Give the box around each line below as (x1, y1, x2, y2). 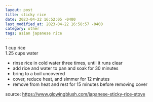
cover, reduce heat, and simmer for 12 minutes (12, 76, 110, 82)
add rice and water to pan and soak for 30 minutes (12, 65, 119, 71)
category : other (5, 26, 40, 31)
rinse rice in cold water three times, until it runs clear (12, 60, 123, 66)
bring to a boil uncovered (12, 71, 65, 76)
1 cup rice (5, 45, 26, 50)
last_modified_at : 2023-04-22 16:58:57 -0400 (5, 21, 103, 27)
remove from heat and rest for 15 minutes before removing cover (12, 81, 148, 87)
